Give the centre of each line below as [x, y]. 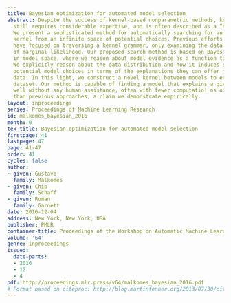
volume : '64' [26, 238]
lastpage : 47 [26, 142]
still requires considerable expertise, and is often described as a [115, 26]
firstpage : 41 [27, 135]
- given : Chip [27, 187]
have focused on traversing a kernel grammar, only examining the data [118, 45]
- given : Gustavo [32, 174]
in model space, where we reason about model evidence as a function [115, 59]
